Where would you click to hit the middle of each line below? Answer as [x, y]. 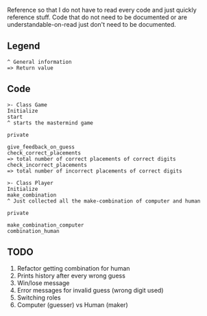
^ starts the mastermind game [50, 123]
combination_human [33, 231]
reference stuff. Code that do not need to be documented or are [97, 17]
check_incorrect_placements [47, 165]
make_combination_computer [46, 225]
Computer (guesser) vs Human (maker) [72, 305]
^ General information [39, 62]
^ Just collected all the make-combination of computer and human [104, 201]
